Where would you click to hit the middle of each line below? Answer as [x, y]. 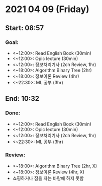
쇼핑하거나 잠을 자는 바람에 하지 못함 [48, 178]
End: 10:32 [22, 99]
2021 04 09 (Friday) [47, 9]
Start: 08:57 [25, 28]
